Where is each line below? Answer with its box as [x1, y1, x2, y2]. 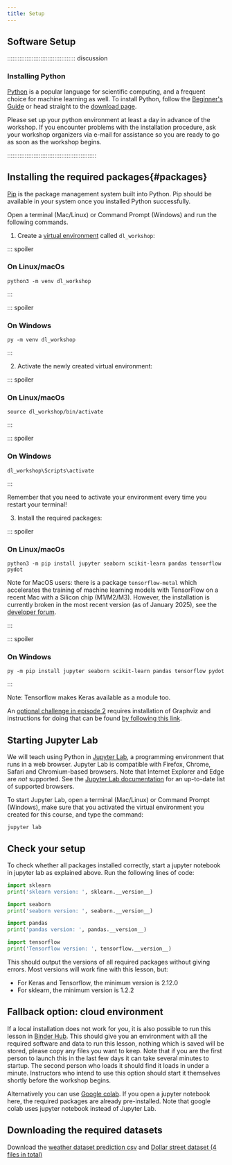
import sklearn [7, 882, 51, 889]
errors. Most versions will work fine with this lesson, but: [7, 965, 168, 973]
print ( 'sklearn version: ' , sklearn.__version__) [7, 888, 154, 895]
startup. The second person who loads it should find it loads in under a [7, 1061, 209, 1069]
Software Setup [7, 36, 76, 48]
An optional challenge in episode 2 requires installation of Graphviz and [7, 707, 211, 715]
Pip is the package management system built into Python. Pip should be [7, 189, 213, 198]
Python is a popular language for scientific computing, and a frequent [7, 87, 206, 96]
